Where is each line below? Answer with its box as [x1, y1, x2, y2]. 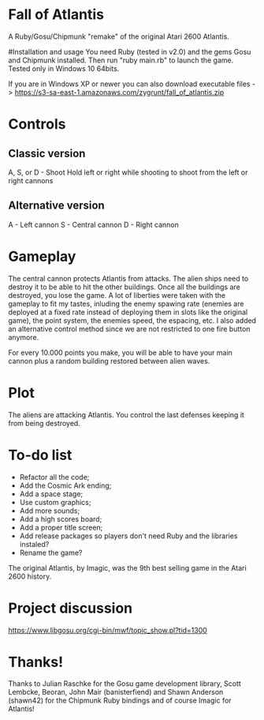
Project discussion [8, 599, 133, 617]
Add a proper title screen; [19, 522, 103, 532]
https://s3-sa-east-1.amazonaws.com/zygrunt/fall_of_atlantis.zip [14, 87, 225, 96]
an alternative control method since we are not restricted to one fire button [8, 324, 251, 334]
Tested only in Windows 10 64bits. [8, 63, 120, 73]
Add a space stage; [19, 488, 84, 499]
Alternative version [8, 199, 105, 213]
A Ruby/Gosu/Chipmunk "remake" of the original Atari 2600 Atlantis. [8, 32, 230, 41]
